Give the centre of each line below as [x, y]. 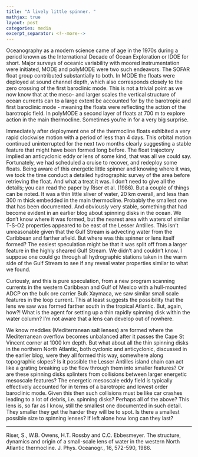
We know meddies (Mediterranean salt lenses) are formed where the [90, 330]
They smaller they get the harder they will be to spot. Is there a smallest [93, 412]
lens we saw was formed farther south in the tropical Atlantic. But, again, [94, 306]
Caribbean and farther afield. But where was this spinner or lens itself [90, 238]
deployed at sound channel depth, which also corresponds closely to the [94, 82]
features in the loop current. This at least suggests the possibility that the [95, 300]
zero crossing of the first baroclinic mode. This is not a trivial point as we [94, 88]
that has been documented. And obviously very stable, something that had [97, 207]
